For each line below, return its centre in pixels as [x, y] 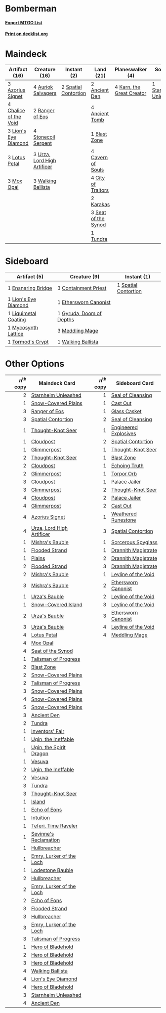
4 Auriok [43, 87]
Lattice [16, 334]
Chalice [17, 111]
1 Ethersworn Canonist [84, 302]
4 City [98, 178]
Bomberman [31, 9]
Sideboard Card [135, 383]
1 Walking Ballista [78, 342]
